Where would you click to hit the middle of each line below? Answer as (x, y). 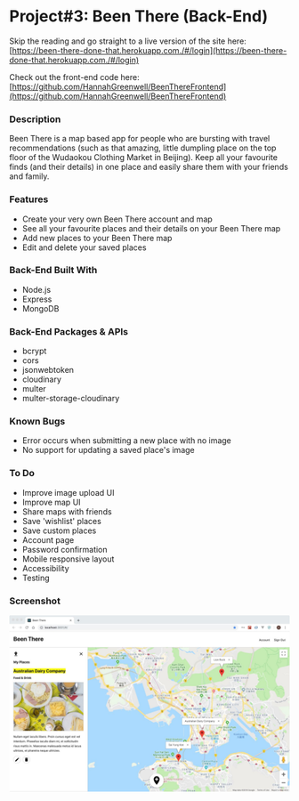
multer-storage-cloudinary (71, 399)
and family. (29, 176)
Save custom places (59, 530)
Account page (48, 539)
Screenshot (35, 601)
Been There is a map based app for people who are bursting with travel (140, 139)
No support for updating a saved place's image (108, 450)
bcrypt (34, 351)
